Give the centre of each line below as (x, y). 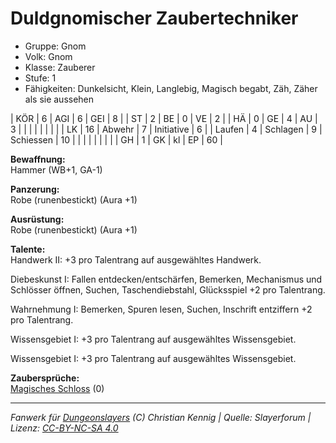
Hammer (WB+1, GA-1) (56, 169)
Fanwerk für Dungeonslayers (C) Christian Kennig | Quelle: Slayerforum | (161, 417)
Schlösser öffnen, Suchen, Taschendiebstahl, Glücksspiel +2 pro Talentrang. (168, 289)
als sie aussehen (59, 99)
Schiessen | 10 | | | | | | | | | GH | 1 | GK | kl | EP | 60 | (116, 139)
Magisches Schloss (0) (57, 388)
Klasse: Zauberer (60, 67)
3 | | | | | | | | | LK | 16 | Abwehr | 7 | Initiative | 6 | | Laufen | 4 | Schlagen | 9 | (166, 129)
